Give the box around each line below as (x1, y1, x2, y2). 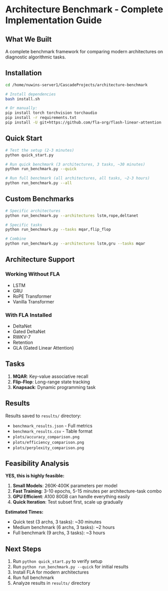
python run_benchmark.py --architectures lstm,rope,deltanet (5, 213, 139, 218)
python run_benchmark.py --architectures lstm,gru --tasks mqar (5, 241, 145, 247)
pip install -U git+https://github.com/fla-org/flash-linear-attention (5, 120, 161, 125)
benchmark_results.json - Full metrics (12, 422, 93, 429)
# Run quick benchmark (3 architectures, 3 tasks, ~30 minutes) (5, 161, 145, 167)
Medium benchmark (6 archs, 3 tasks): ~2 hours (12, 524, 115, 531)
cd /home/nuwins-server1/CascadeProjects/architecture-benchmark (5, 82, 148, 88)
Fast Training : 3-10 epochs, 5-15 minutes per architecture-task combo (12, 488, 162, 494)
